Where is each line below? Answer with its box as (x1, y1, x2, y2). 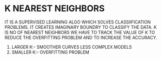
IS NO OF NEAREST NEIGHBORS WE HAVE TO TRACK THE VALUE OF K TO (4, 29, 155, 35)
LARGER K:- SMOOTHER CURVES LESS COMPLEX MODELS (11, 44, 132, 50)
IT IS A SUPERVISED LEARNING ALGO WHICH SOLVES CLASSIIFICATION (4, 19, 151, 25)
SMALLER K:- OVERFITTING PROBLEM (11, 49, 89, 55)
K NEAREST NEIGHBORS (4, 3, 105, 14)
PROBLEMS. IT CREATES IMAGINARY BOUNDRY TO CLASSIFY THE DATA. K (4, 24, 157, 30)
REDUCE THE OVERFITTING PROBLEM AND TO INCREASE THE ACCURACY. (4, 35, 157, 40)
